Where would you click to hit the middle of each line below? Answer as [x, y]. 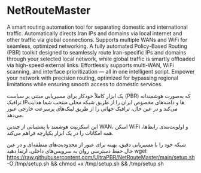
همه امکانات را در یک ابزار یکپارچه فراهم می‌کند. [60, 133]
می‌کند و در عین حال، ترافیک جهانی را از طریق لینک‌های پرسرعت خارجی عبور [92, 108]
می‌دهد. [15, 115]
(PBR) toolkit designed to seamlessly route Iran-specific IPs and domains [97, 52]
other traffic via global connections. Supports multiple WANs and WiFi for [97, 40]
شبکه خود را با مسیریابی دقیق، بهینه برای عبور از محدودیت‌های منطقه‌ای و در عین [97, 144]
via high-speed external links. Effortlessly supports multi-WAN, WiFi [90, 65]
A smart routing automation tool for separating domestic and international [97, 27]
